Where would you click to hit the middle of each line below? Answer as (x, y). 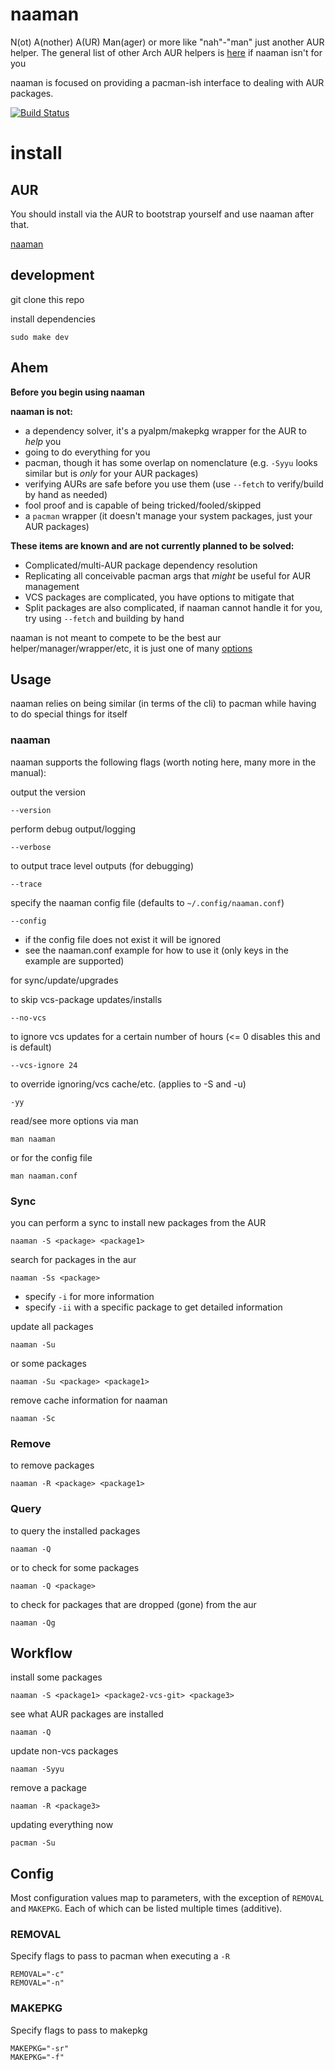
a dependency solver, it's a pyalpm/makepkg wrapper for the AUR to (165, 430)
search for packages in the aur (73, 1259)
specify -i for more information (89, 1296)
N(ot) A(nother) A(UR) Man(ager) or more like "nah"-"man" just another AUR (167, 42)
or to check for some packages (75, 1567)
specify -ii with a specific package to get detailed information (153, 1307)
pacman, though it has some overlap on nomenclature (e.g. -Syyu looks (171, 462)
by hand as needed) (66, 494)
